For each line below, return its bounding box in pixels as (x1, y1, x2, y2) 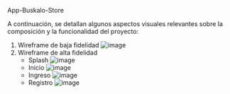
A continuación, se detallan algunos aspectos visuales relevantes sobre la (7, 20, 224, 28)
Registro (28, 78, 53, 87)
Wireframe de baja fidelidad (17, 41, 99, 49)
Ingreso (28, 71, 51, 79)
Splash (28, 56, 49, 64)
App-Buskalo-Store (7, 6, 64, 14)
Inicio (28, 64, 45, 71)
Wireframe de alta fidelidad (17, 49, 98, 57)
